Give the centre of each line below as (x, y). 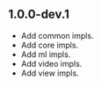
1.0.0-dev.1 (39, 14)
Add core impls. (50, 45)
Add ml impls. (46, 54)
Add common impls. (57, 35)
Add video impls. (51, 63)
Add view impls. (50, 73)
